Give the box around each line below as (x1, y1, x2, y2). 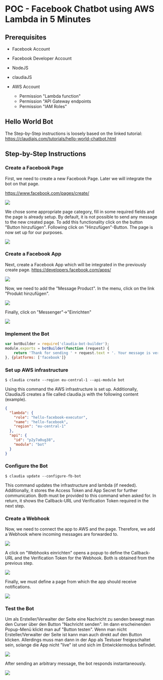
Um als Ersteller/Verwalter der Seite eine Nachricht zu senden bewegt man (5, 616, 155, 622)
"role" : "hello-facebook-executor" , (14, 415, 88, 420)
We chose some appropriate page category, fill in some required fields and (5, 208, 155, 215)
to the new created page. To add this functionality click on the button (5, 219, 143, 225)
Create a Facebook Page (5, 165, 64, 171)
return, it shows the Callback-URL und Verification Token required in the (5, 497, 149, 503)
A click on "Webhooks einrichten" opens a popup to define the (5, 550, 130, 556)
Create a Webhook (5, 515, 50, 522)
